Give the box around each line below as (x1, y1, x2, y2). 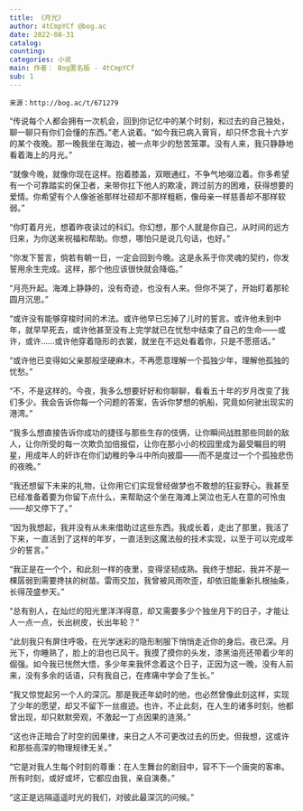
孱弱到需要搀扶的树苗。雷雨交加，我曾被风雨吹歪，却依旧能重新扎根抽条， (16, 574, 294, 585)
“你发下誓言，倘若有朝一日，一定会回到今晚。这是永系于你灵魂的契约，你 (9, 252, 282, 263)
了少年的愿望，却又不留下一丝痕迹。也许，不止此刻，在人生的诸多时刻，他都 (9, 700, 294, 711)
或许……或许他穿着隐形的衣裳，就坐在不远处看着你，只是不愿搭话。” (24, 335, 276, 346)
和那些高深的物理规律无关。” (9, 741, 113, 752)
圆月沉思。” (9, 294, 50, 304)
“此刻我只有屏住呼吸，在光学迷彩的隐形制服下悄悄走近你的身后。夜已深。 (9, 636, 282, 647)
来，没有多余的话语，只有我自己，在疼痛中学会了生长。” (9, 669, 215, 680)
